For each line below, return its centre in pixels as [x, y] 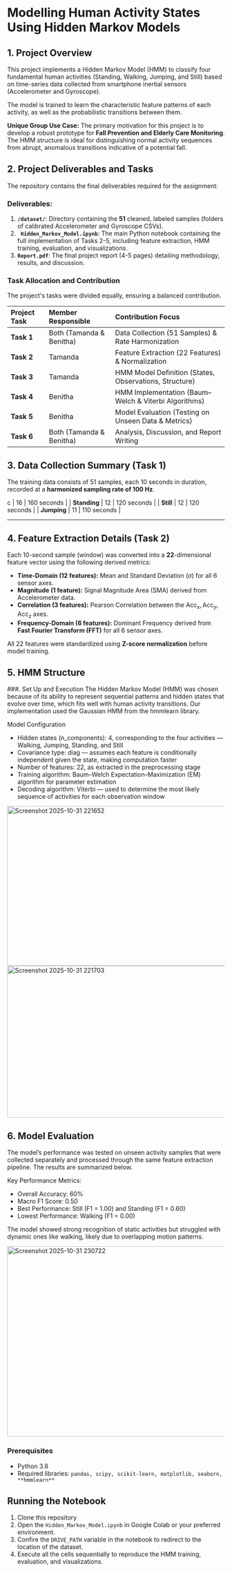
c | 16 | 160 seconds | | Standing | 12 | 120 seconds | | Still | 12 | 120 [103, 503]
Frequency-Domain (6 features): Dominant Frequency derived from [114, 623]
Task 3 [22, 377]
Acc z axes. [32, 614]
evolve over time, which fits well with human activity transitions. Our [104, 704]
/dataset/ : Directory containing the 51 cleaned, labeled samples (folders [120, 219]
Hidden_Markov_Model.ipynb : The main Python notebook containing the [120, 233]
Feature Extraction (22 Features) [168, 353]
